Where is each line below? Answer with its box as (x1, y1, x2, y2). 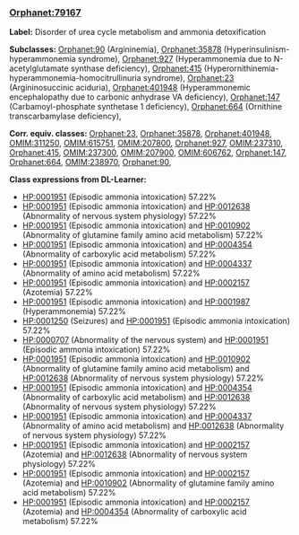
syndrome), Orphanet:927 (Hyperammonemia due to (77, 54, 272, 65)
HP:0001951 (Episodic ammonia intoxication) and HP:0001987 (21, 296, 251, 307)
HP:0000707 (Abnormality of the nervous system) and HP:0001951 (21, 335, 269, 346)
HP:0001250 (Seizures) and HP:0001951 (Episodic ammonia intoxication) (21, 316, 291, 327)
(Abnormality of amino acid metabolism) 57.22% (21, 267, 201, 279)
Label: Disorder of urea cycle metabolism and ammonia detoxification (9, 27, 267, 38)
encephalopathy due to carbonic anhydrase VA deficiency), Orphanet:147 (9, 92, 280, 102)
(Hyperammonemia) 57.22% (21, 306, 127, 317)
